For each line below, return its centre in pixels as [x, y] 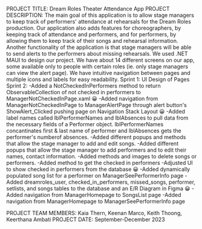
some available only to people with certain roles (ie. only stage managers [97, 66]
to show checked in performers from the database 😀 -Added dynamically [98, 169]
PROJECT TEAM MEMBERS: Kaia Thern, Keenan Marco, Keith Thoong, [94, 213]
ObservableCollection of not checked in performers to [73, 92]
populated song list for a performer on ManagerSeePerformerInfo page [95, 176]
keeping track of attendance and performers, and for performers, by [91, 34]
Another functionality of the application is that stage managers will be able [99, 47]
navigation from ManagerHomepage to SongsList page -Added [103, 195]
